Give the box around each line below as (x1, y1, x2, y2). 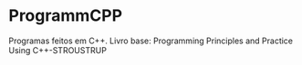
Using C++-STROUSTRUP (8, 44, 107, 55)
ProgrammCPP (8, 5, 123, 26)
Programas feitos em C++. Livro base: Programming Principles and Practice (8, 35, 294, 46)
